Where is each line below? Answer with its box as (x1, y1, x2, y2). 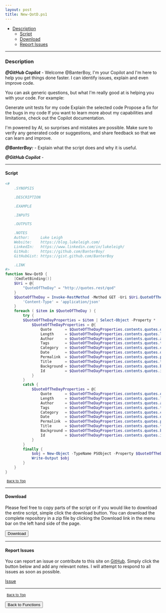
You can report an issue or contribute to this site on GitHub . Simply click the (5, 558, 160, 564)
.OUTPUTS (14, 221, 32, 227)
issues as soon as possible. (5, 569, 61, 575)
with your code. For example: (5, 95, 65, 101)
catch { (23, 382, 39, 387)
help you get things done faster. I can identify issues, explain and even (5, 75, 149, 81)
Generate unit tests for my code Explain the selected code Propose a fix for (5, 104, 159, 110)
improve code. (5, 80, 35, 86)
